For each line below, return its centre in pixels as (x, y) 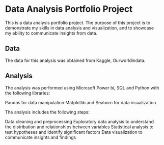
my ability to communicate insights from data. (51, 33)
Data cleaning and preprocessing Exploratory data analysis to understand (80, 121)
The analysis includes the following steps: (47, 112)
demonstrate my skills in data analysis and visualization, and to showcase (80, 28)
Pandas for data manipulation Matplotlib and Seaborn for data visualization (81, 102)
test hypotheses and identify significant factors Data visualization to (74, 132)
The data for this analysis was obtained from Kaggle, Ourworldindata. (75, 60)
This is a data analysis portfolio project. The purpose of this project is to (78, 23)
